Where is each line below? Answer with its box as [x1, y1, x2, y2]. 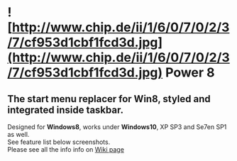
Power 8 [165, 65, 215, 81]
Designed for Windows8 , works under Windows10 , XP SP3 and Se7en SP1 [7, 123, 227, 131]
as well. [7, 131, 30, 138]
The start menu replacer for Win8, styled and [7, 93, 211, 105]
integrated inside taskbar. [7, 104, 124, 116]
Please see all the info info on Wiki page [7, 145, 124, 153]
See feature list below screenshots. [7, 138, 111, 146]
